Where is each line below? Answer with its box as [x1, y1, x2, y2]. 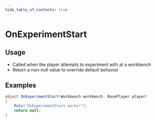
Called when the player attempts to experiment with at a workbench [12, 61, 152, 67]
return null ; [14, 108, 41, 113]
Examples [5, 81, 36, 90]
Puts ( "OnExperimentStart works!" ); [14, 104, 88, 109]
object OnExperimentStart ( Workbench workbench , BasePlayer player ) [5, 94, 148, 99]
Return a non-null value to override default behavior [12, 66, 119, 72]
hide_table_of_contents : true [5, 7, 68, 12]
